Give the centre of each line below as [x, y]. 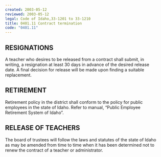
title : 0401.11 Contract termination [44, 23]
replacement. [18, 75]
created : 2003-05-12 [26, 10]
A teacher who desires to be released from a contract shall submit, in [75, 59]
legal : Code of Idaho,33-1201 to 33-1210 [48, 19]
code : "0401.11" [22, 28]
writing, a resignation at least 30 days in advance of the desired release [77, 65]
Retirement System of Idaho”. [34, 112]
